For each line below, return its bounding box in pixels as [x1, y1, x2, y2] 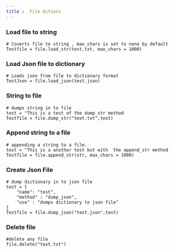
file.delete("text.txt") [6, 241, 67, 247]
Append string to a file [6, 129, 71, 137]
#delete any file [6, 236, 48, 243]
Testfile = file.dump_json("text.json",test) [6, 210, 119, 216]
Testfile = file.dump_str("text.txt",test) [6, 115, 114, 121]
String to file [6, 92, 42, 100]
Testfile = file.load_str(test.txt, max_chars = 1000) [6, 46, 142, 52]
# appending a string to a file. [6, 141, 88, 148]
